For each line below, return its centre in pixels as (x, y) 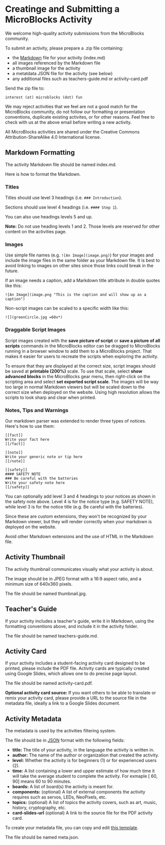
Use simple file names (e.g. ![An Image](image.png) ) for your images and (79, 255)
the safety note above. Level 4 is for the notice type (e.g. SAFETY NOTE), (80, 501)
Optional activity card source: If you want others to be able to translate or (81, 693)
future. (12, 271)
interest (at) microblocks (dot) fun (44, 97)
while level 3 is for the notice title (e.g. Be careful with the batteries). (74, 507)
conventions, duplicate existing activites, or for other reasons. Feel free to (80, 117)
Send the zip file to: (25, 88)
